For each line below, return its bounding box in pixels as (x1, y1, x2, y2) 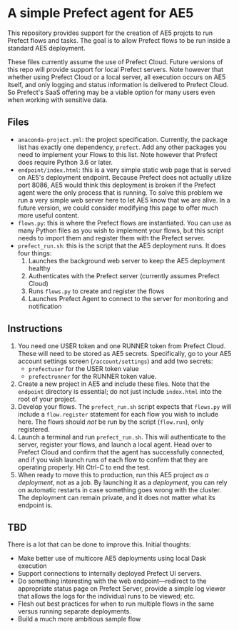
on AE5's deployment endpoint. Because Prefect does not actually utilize (17, 173, 232, 181)
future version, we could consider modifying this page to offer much (17, 203, 219, 212)
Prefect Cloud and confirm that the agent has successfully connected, (17, 447, 225, 456)
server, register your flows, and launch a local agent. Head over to (17, 440, 213, 449)
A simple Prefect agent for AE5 (7, 5, 194, 21)
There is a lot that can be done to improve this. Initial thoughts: (7, 540, 191, 549)
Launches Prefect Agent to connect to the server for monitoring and (28, 294, 228, 303)
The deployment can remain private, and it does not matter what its (17, 493, 215, 502)
